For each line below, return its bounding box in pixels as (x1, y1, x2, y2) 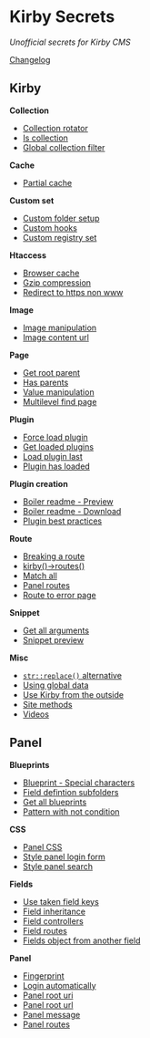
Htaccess (9, 249, 47, 261)
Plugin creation (9, 478, 68, 489)
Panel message (22, 1009, 81, 1020)
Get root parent (22, 367, 80, 378)
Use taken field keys (22, 896, 100, 907)
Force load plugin (22, 431, 88, 442)
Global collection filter (22, 141, 105, 152)
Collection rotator (22, 122, 88, 133)
